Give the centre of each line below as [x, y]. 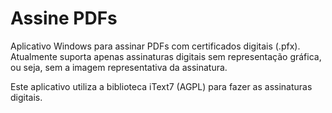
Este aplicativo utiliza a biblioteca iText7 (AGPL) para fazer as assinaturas [161, 86]
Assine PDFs [64, 18]
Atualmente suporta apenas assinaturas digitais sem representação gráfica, [166, 56]
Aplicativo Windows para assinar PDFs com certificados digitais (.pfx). [155, 46]
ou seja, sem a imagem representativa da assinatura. [119, 67]
